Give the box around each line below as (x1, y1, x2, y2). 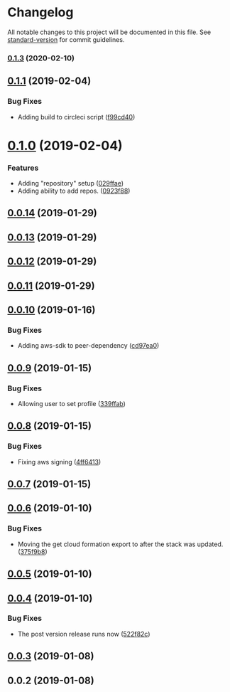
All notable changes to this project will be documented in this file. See (7, 28, 212, 36)
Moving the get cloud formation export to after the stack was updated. (17, 540, 224, 548)
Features (7, 163, 39, 173)
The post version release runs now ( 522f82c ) (17, 629, 150, 638)
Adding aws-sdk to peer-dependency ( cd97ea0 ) (17, 341, 160, 350)
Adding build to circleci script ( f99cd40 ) (17, 112, 136, 121)
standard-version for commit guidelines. (7, 35, 125, 43)
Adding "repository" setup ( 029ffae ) (17, 179, 124, 188)
